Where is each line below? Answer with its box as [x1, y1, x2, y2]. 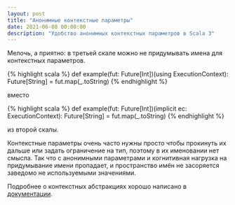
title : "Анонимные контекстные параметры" [7, 17, 133, 24]
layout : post [7, 10, 46, 17]
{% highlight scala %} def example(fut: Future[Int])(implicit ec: [7, 104, 187, 113]
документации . [7, 190, 53, 198]
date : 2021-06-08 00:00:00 [7, 23, 86, 30]
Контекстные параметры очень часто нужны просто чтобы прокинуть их [7, 139, 227, 148]
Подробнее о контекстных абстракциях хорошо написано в [7, 183, 187, 191]
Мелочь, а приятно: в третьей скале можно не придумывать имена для [7, 49, 223, 57]
